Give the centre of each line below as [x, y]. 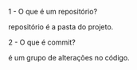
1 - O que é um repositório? [53, 12]
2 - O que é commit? [42, 42]
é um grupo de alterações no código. [69, 58]
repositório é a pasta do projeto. [61, 27]
